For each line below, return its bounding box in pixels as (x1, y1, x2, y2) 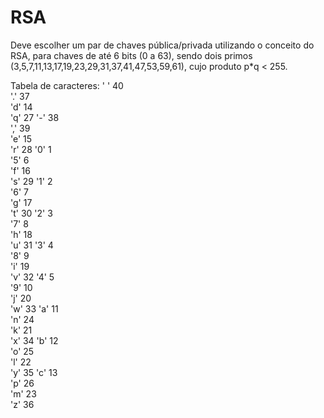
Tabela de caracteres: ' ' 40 (10, 79, 124, 91)
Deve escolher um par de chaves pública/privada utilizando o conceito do (10, 39, 315, 51)
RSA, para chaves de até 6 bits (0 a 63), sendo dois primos (10, 49, 253, 61)
